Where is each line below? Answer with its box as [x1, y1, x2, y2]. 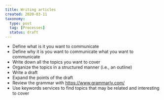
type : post [9, 21, 32, 26]
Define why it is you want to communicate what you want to [12, 49, 134, 54]
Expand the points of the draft [12, 75, 73, 80]
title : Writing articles [5, 7, 56, 12]
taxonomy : [5, 16, 26, 21]
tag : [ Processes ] [9, 25, 45, 30]
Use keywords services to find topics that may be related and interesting [12, 85, 160, 91]
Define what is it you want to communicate [12, 44, 99, 49]
